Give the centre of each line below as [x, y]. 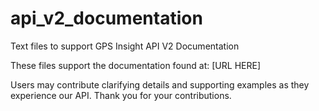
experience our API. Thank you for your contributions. [121, 95]
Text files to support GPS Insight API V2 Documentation [125, 46]
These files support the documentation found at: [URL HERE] [135, 65]
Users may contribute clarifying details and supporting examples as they [160, 84]
